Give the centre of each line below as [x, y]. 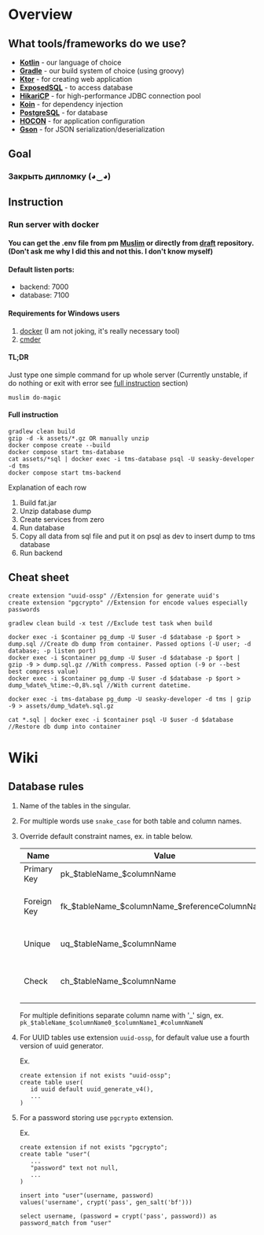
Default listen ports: [41, 269]
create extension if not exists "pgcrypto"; [93, 1147]
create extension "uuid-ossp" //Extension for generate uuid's [114, 596]
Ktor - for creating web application [76, 79]
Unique [37, 944]
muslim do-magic [35, 397]
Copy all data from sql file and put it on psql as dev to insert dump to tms [137, 536]
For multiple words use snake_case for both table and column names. [130, 821]
